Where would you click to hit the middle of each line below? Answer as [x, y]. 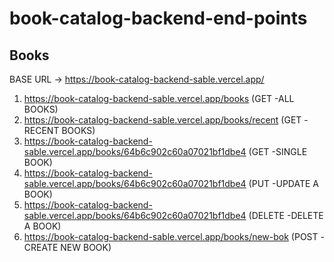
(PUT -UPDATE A [283, 183]
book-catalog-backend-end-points [158, 18]
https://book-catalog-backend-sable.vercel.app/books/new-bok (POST [171, 236]
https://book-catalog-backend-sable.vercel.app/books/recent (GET [162, 120]
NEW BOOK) [86, 247]
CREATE [41, 247]
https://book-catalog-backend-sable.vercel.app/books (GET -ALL [159, 98]
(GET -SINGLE [278, 151]
